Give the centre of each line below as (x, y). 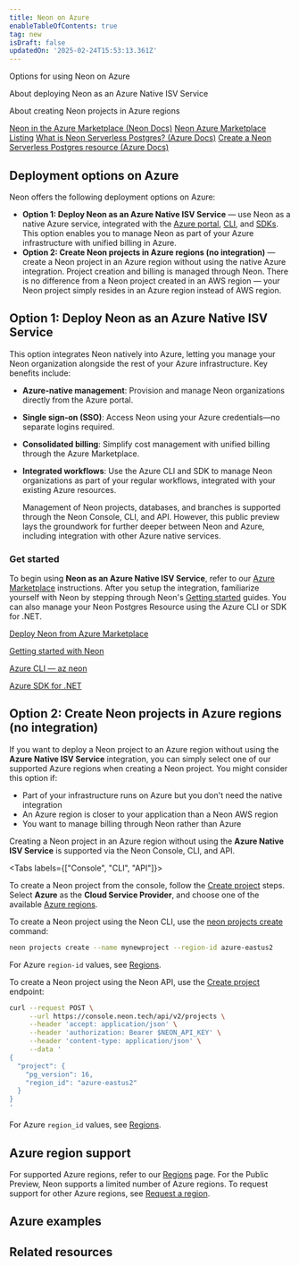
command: (29, 930)
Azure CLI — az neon (48, 668)
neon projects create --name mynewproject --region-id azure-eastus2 (141, 947)
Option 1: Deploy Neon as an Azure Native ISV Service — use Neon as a (156, 214)
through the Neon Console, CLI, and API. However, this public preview (151, 516)
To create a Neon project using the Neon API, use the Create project (135, 981)
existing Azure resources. (69, 489)
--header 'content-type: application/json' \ (115, 1041)
